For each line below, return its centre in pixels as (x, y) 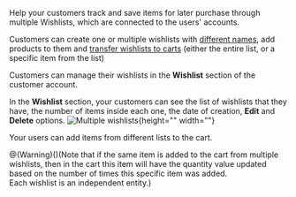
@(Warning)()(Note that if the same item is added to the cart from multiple (144, 155)
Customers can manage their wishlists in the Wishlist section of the (133, 75)
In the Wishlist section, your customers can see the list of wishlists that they (148, 102)
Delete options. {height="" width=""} (112, 120)
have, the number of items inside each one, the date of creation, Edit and (142, 111)
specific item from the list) (57, 58)
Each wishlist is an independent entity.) (80, 183)
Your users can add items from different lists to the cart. (111, 137)
